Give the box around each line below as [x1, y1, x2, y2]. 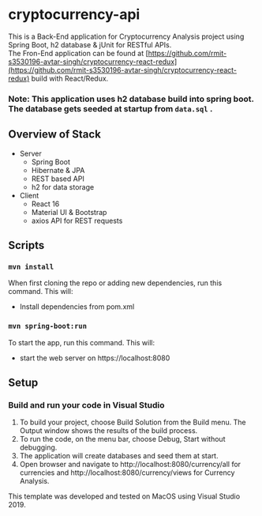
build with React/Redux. [31, 73, 109, 83]
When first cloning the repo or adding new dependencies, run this [8, 278, 223, 288]
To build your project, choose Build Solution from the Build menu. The [19, 417, 246, 427]
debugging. [19, 443, 58, 452]
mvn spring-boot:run [8, 322, 88, 331]
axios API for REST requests [31, 216, 123, 225]
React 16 [31, 199, 60, 209]
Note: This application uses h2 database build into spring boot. [8, 93, 254, 104]
